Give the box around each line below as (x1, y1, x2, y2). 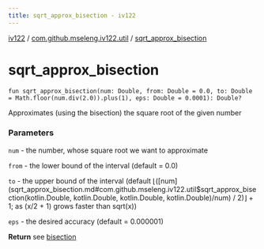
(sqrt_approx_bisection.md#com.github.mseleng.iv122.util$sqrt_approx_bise (8, 184, 257, 194)
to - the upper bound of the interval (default (8, 175, 152, 186)
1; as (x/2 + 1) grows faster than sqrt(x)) (8, 201, 137, 210)
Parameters (8, 127, 54, 138)
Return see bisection (8, 232, 77, 241)
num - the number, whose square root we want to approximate (8, 145, 208, 155)
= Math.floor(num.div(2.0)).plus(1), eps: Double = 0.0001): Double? (8, 94, 243, 102)
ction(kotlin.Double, (8, 193, 73, 202)
